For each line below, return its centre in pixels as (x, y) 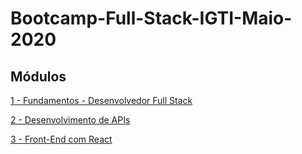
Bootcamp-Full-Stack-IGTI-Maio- (151, 18)
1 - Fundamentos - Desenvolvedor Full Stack (101, 100)
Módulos (38, 76)
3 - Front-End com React (61, 139)
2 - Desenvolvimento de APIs (70, 120)
